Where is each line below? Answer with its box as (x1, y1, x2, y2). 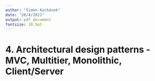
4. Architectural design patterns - (5, 44, 151, 55)
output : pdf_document (5, 17, 52, 22)
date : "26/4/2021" (5, 12, 45, 17)
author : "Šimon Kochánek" (5, 7, 60, 13)
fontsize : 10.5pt (5, 22, 42, 27)
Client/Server (5, 66, 64, 77)
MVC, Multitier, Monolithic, (5, 55, 122, 67)
